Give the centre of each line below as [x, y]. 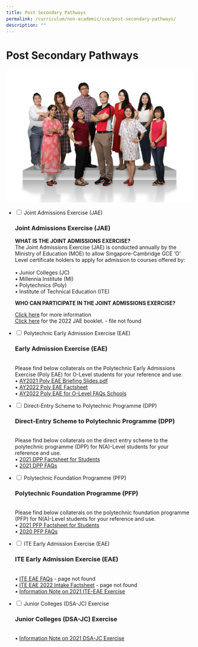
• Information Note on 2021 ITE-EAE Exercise [70, 591]
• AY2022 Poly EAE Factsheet [51, 387]
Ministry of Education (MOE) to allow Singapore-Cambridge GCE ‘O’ [98, 254]
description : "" [26, 25]
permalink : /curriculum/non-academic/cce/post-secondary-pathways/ [91, 19]
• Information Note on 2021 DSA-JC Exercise [69, 638]
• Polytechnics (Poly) [41, 285]
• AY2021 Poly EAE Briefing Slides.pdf [61, 380]
